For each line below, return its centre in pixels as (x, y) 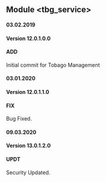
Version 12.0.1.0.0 (29, 38)
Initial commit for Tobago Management (53, 65)
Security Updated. (28, 172)
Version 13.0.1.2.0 (29, 146)
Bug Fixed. (19, 119)
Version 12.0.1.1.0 (28, 92)
